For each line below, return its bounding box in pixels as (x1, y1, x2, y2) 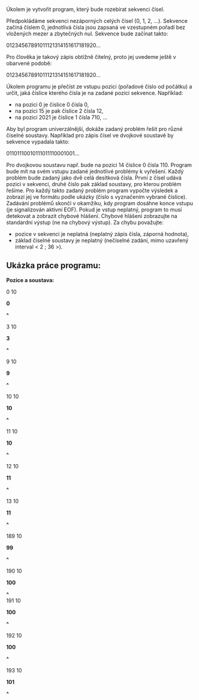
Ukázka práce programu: (6, 261, 101, 271)
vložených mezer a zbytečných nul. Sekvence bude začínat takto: (6, 30, 168, 37)
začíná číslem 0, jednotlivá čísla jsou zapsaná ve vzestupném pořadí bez (6, 24, 186, 31)
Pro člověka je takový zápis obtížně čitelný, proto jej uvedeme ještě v (6, 53, 176, 60)
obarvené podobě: (6, 60, 52, 67)
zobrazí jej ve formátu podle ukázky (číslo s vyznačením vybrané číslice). (6, 193, 187, 201)
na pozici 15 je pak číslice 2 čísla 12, (14, 107, 104, 114)
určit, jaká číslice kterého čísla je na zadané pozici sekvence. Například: (6, 89, 183, 96)
